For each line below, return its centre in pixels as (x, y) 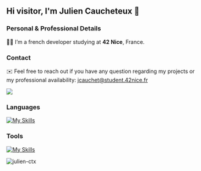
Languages (24, 107)
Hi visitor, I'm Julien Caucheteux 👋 (73, 11)
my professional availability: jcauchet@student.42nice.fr (77, 80)
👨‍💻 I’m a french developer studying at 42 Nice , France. (75, 42)
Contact (19, 57)
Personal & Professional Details (54, 29)
